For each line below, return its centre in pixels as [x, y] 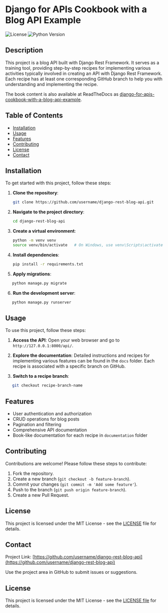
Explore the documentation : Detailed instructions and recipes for [81, 355]
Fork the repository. [33, 473]
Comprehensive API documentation [50, 430]
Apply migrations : [32, 274]
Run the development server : [44, 293]
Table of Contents [34, 116]
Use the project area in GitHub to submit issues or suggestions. [72, 572]
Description [24, 50]
